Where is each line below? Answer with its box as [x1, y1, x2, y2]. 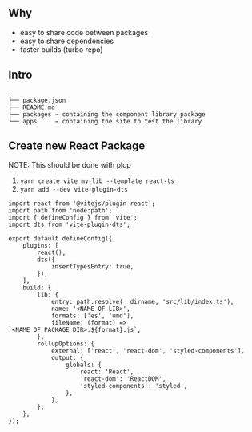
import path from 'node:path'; [8, 207, 113, 215]
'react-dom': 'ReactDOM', [79, 375, 166, 383]
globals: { [65, 361, 102, 369]
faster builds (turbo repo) [19, 44, 103, 55]
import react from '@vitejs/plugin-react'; [8, 200, 156, 208]
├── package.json [8, 96, 66, 104]
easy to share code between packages [19, 27, 149, 37]
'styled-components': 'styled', [79, 382, 188, 390]
